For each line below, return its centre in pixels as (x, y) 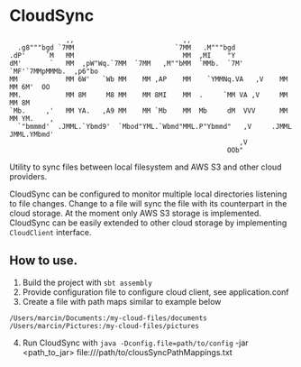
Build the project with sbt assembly (87, 282)
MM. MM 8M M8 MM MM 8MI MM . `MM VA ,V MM (149, 95)
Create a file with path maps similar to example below (122, 301)
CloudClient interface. (50, 232)
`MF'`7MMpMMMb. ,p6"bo (54, 71)
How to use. (44, 261)
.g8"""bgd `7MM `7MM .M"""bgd (127, 47)
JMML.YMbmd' (32, 134)
